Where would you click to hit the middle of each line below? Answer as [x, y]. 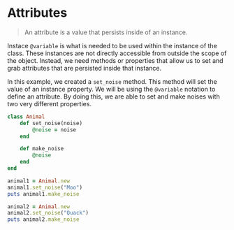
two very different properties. [50, 103]
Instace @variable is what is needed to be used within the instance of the [112, 45]
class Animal [26, 117]
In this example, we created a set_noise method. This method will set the [112, 81]
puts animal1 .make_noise [43, 194]
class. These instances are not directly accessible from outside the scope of [117, 53]
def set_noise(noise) [51, 123]
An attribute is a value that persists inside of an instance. [106, 32]
